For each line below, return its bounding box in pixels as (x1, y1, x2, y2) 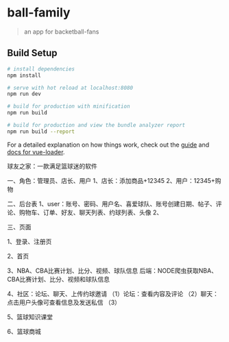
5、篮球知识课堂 (7, 313, 53, 321)
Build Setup (7, 47, 58, 59)
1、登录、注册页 (7, 237, 52, 245)
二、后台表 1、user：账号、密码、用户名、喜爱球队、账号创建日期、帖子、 (7, 199, 216, 208)
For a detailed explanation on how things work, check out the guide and (7, 141, 210, 149)
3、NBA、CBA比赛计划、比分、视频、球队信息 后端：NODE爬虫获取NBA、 (7, 266, 218, 275)
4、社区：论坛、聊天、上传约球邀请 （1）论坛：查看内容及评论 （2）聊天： (7, 289, 219, 297)
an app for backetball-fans (23, 27, 99, 36)
